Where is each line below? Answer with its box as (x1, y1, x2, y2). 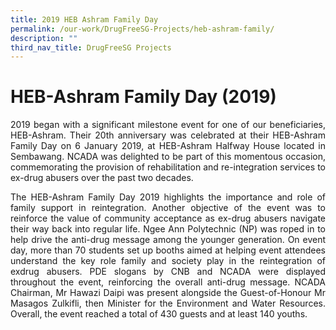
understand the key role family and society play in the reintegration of (10, 255, 326, 267)
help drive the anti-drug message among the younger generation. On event (10, 234, 326, 246)
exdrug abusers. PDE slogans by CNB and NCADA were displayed (10, 266, 326, 278)
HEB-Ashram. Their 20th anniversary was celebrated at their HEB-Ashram (10, 129, 326, 141)
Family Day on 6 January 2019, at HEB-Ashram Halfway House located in (10, 140, 326, 152)
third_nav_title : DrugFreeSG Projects (10, 42, 172, 53)
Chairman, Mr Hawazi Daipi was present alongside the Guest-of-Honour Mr (10, 287, 326, 299)
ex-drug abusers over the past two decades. (10, 172, 194, 184)
